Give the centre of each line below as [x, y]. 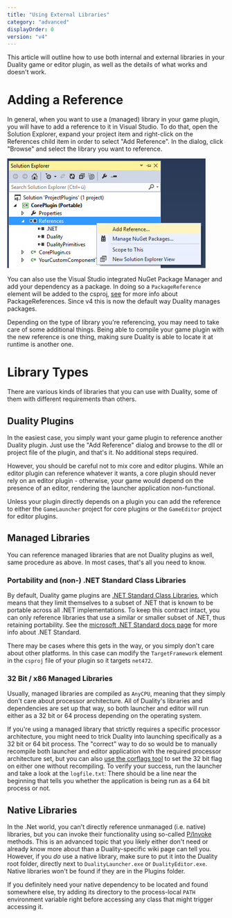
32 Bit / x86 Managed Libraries [60, 678]
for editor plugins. [33, 516]
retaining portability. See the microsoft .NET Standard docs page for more [113, 625]
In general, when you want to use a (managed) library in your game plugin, [114, 120]
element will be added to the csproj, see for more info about [92, 294]
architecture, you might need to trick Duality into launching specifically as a [115, 737]
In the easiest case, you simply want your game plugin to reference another [115, 437]
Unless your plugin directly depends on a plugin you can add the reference [114, 501]
